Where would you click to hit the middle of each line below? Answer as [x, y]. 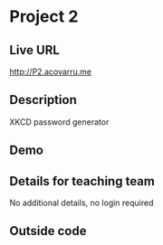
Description [43, 100]
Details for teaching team [82, 181]
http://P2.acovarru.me [51, 71]
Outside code [48, 231]
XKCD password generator [59, 122]
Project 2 [44, 17]
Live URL [35, 50]
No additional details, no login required [81, 203]
